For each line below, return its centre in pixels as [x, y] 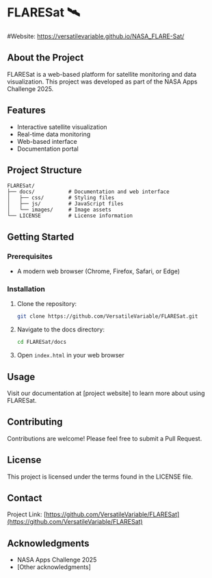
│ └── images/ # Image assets [59, 210]
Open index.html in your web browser [70, 355]
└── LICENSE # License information [70, 216]
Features [26, 111]
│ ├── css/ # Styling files [61, 198]
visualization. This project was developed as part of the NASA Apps [102, 81]
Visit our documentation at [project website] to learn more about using [106, 393]
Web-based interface [47, 141]
